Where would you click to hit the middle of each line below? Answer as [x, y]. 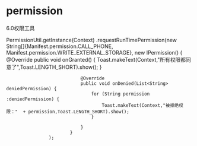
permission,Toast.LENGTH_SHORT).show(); [79, 112]
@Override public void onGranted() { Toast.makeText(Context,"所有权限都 [96, 59]
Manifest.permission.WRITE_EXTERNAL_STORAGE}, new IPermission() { [94, 52]
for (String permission [120, 94]
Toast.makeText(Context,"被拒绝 [140, 105]
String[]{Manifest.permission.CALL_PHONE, [60, 46]
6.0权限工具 [20, 28]
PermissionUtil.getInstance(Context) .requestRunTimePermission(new [91, 40]
